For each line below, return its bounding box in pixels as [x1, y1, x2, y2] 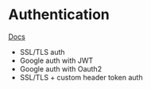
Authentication [8, 6, 110, 24]
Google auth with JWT [19, 56, 94, 65]
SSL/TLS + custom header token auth [19, 72, 143, 82]
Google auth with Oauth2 [19, 64, 102, 73]
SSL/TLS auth [19, 47, 65, 56]
